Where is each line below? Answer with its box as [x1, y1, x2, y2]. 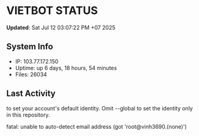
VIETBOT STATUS [6, 4, 98, 18]
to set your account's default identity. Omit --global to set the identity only [6, 104, 194, 112]
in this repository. [6, 111, 50, 118]
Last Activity [6, 88, 56, 99]
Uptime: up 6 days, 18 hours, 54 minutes [15, 64, 117, 71]
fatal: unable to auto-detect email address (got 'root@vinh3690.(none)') [6, 123, 187, 130]
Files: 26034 [15, 71, 48, 78]
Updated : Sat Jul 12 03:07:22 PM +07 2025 [6, 24, 116, 31]
